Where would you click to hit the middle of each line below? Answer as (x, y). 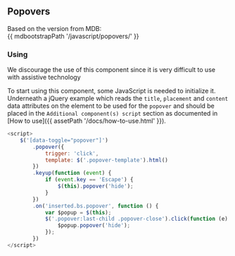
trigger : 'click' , (72, 153)
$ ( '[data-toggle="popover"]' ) (64, 140)
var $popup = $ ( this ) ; (78, 212)
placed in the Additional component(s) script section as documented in (113, 114)
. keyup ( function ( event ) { (72, 173)
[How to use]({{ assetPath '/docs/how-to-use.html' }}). (87, 121)
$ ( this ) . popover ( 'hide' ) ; (95, 186)
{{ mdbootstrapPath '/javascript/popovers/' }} (73, 36)
